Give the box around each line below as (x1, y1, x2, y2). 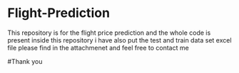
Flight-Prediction (7, 5, 111, 21)
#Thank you (7, 57, 43, 65)
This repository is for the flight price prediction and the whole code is (7, 28, 211, 37)
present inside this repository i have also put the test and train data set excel (7, 35, 232, 44)
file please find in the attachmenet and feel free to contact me (7, 43, 189, 52)
